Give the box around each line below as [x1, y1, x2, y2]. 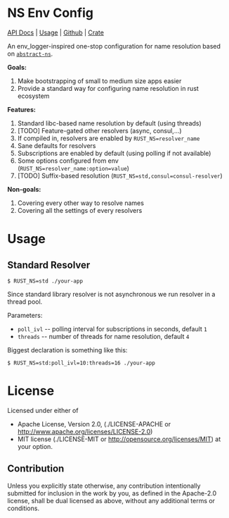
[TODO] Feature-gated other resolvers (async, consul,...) [17, 126, 182, 135]
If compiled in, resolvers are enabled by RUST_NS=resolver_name [17, 134, 200, 142]
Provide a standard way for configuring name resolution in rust [17, 84, 199, 92]
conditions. [7, 504, 40, 512]
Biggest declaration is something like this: [7, 345, 128, 354]
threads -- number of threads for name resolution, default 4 [17, 332, 190, 340]
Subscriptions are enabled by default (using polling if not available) [17, 149, 211, 157]
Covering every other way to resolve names [17, 199, 144, 207]
